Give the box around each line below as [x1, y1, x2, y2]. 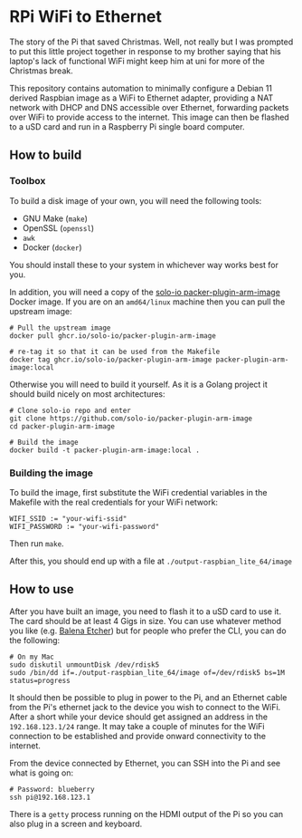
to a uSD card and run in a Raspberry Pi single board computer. [9, 120, 245, 132]
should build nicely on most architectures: [9, 388, 165, 400]
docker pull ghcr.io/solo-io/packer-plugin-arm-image [9, 331, 217, 341]
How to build [9, 148, 82, 163]
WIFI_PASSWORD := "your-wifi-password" [9, 522, 160, 531]
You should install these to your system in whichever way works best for [9, 259, 278, 270]
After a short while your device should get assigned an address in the [9, 711, 269, 722]
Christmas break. [9, 65, 74, 76]
